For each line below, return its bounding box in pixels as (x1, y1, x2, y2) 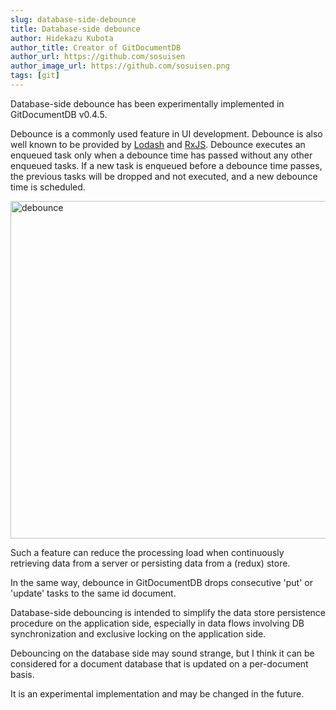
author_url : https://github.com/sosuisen (10, 52, 186, 62)
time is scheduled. (10, 181, 86, 193)
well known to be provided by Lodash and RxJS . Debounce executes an (10, 138, 306, 150)
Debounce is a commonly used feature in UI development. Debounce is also (10, 127, 323, 140)
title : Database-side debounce (10, 24, 141, 34)
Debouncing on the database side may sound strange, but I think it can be (10, 647, 315, 659)
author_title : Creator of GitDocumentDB (10, 42, 182, 53)
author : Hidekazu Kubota (10, 33, 114, 43)
